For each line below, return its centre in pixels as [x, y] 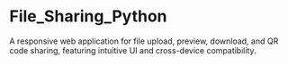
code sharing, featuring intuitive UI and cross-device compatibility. [133, 50]
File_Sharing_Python [88, 16]
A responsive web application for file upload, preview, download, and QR [144, 41]
